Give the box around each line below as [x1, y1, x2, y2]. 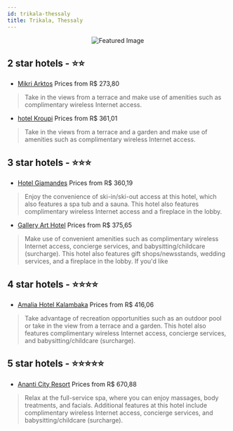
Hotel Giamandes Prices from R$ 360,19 [17, 179, 133, 187]
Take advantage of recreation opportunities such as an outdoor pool [24, 314, 222, 322]
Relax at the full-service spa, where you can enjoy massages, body [24, 393, 219, 401]
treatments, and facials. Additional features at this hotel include [24, 401, 208, 409]
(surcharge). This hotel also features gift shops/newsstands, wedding [24, 250, 226, 258]
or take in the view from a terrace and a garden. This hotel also [24, 321, 207, 330]
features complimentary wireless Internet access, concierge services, [24, 328, 227, 337]
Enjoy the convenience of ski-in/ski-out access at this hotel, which [24, 193, 218, 201]
